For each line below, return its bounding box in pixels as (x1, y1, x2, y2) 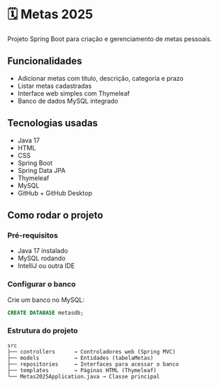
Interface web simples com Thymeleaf (17, 89, 130, 97)
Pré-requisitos (7, 230, 58, 240)
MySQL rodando (17, 254, 66, 263)
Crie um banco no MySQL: (7, 296, 85, 304)
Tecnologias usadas (7, 117, 98, 129)
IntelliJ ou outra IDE (17, 262, 75, 270)
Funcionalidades (7, 55, 83, 67)
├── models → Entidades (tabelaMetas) (7, 354, 154, 361)
